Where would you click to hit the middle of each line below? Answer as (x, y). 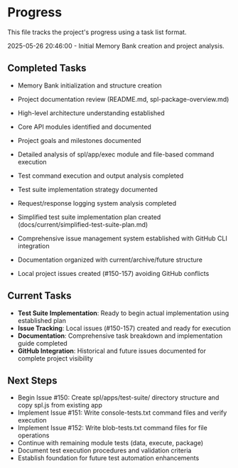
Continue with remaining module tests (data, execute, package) (110, 443)
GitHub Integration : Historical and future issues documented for (112, 351)
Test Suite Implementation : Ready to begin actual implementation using (123, 313)
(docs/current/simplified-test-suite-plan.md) (83, 224)
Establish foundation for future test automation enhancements (108, 458)
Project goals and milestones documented (79, 140)
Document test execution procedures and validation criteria (104, 451)
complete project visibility (55, 358)
